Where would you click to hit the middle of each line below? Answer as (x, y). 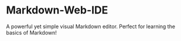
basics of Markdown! (32, 32)
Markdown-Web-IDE (57, 10)
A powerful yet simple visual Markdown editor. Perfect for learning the (91, 26)
